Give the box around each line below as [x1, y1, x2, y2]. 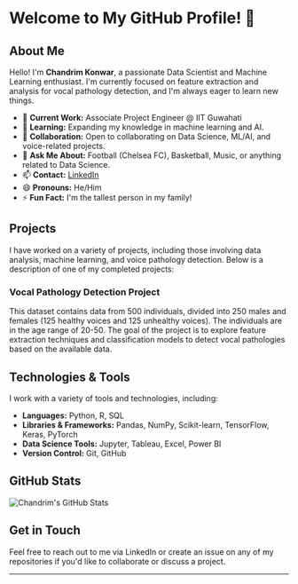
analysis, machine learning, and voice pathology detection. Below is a [9, 254, 264, 264]
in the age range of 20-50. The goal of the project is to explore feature [9, 325, 267, 335]
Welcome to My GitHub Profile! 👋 [9, 8, 255, 28]
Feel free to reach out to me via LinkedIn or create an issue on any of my [9, 546, 274, 557]
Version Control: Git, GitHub [21, 447, 127, 458]
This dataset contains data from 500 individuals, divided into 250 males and [9, 306, 286, 317]
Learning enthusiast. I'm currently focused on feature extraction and [9, 76, 259, 87]
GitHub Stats [9, 474, 82, 489]
